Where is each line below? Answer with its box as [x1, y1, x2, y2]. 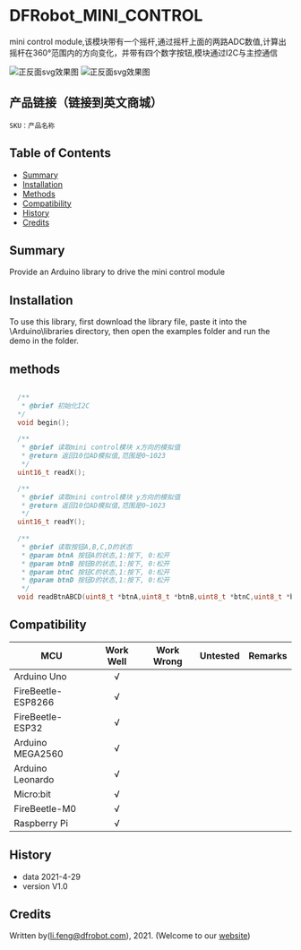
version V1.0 [21, 880, 69, 892]
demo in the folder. [9, 335, 79, 346]
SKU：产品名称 [9, 121, 56, 130]
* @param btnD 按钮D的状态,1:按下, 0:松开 [21, 575, 170, 585]
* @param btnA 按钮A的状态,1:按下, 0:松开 [21, 550, 170, 560]
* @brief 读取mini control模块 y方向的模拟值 [21, 492, 181, 502]
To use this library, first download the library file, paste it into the [9, 316, 248, 327]
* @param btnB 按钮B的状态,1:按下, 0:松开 [21, 559, 170, 568]
